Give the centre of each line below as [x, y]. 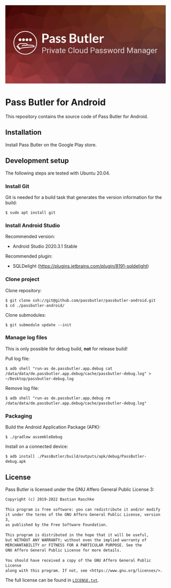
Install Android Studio [33, 225]
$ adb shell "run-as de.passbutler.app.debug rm [58, 398]
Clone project [22, 279]
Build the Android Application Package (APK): [53, 427]
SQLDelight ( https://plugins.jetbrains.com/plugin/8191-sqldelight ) [81, 266]
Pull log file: [18, 358]
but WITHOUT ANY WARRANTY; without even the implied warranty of [76, 540]
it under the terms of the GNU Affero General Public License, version [83, 514]
